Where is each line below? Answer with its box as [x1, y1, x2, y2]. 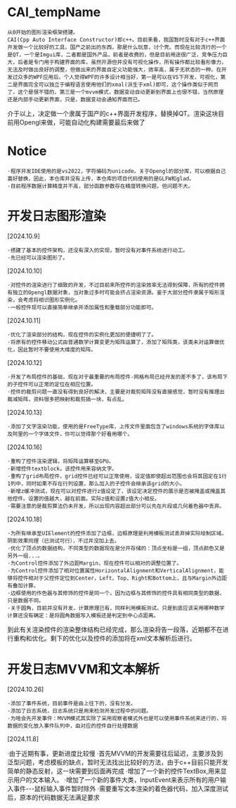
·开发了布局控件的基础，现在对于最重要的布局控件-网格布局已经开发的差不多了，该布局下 [7, 373, 228, 380]
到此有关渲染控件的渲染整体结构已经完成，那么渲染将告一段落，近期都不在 [7, 625, 223, 634]
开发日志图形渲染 [7, 208, 107, 224]
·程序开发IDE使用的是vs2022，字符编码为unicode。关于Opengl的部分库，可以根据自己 [7, 167, 226, 174]
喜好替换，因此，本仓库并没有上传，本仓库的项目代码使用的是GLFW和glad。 [7, 175, 195, 182]
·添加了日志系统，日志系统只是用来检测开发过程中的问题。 [7, 707, 152, 714]
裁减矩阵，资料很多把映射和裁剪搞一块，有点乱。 [7, 395, 128, 403]
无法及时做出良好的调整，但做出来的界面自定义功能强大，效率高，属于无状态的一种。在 [7, 66, 222, 73]
